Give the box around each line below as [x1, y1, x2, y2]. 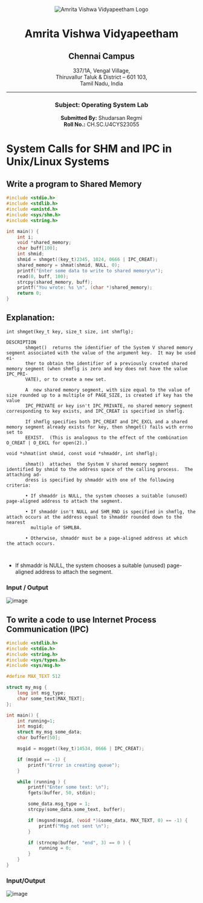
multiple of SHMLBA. [30, 524, 83, 531]
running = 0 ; [38, 845, 71, 852]
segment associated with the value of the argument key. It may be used [6, 350, 196, 356]
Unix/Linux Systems [6, 155, 110, 169]
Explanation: [6, 312, 55, 323]
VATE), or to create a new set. [25, 376, 107, 383]
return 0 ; [17, 291, 42, 297]
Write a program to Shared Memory [6, 179, 142, 189]
